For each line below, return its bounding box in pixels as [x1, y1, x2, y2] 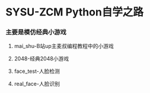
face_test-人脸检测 [14, 68, 60, 75]
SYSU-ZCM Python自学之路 [5, 5, 143, 19]
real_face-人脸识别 [14, 81, 60, 88]
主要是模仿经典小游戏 [5, 28, 66, 36]
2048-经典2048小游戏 [14, 55, 69, 62]
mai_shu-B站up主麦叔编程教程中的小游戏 [14, 43, 114, 50]
